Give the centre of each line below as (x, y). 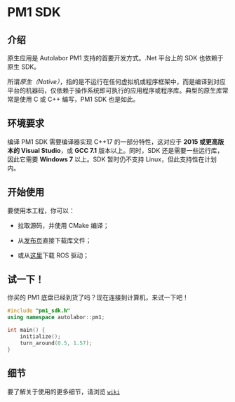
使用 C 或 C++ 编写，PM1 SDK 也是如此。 (79, 99)
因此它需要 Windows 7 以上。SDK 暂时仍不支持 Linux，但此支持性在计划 (112, 159)
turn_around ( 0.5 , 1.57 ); (56, 343)
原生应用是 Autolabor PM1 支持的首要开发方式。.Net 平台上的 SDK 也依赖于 (115, 58)
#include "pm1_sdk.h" (39, 311)
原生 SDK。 (24, 67)
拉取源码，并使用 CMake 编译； (63, 225)
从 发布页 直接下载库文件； (54, 240)
